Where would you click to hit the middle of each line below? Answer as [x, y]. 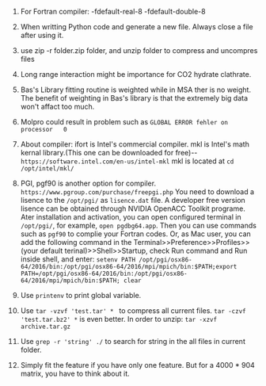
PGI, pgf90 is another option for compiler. [88, 183]
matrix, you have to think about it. [75, 373]
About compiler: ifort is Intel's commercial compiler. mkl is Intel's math [135, 144]
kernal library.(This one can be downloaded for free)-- [109, 153]
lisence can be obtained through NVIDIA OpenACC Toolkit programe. [133, 208]
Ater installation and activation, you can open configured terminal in [131, 217]
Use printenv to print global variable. [81, 295]
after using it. [42, 35]
